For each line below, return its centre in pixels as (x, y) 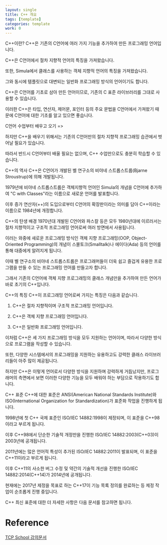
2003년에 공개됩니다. (26, 441)
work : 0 (13, 29)
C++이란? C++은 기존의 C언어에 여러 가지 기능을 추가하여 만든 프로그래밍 (77, 44)
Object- (139, 238)
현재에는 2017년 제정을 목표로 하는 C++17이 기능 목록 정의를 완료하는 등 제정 (80, 485)
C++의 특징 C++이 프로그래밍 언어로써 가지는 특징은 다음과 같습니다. (72, 295)
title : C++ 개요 (21, 15)
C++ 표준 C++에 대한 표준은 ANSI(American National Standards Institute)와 (81, 395)
